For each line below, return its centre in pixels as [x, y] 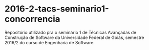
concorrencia [32, 19]
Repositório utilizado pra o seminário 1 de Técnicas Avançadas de [71, 32]
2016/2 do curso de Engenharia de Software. [50, 42]
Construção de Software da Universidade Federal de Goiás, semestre [74, 37]
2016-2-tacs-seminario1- [57, 9]
